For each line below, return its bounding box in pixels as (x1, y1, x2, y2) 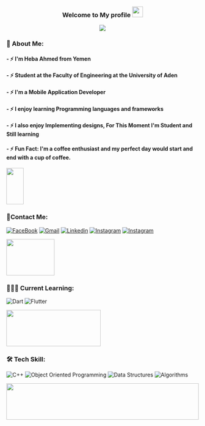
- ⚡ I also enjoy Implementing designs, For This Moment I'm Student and (6, 122, 193, 129)
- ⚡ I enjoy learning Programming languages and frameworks (6, 105, 164, 113)
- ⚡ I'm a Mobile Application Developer (6, 89, 106, 95)
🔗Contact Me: (6, 213, 48, 222)
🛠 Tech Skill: (6, 355, 46, 364)
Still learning (6, 130, 40, 138)
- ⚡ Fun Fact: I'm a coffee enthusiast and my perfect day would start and (6, 144, 193, 152)
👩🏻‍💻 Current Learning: (6, 283, 74, 292)
